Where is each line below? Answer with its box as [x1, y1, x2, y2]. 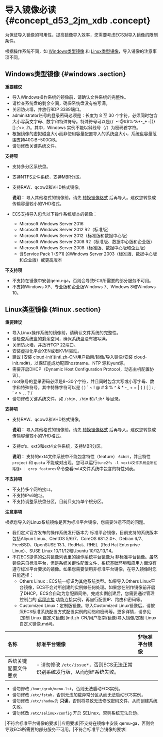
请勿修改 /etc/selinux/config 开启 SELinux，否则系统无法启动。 [12, 710, 142, 716]
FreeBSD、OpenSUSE [12, 541, 56, 548]
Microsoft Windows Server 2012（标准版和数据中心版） [19, 232, 130, 239]
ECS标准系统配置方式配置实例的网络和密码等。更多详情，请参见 [23, 608, 151, 614]
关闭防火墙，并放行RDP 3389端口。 [12, 106, 84, 112]
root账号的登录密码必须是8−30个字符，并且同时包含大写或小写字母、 [12, 378, 150, 384]
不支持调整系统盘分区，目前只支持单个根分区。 [12, 498, 106, 504]
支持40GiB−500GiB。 [16, 137, 60, 143]
